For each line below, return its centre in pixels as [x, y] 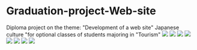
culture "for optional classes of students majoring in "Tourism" [83, 35]
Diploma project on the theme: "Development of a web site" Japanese [93, 27]
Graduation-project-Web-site [81, 11]
